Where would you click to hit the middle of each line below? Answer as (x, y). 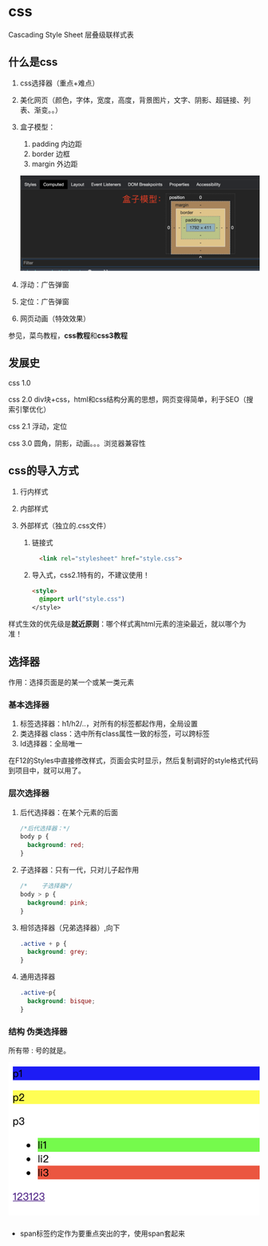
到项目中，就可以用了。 (47, 771)
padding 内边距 (57, 144)
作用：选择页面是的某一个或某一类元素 (71, 682)
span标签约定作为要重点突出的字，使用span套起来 (102, 1233)
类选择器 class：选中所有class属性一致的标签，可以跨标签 (114, 734)
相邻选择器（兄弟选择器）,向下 (70, 928)
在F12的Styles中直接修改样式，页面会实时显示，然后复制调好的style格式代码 (133, 761)
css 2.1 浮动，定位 (38, 426)
